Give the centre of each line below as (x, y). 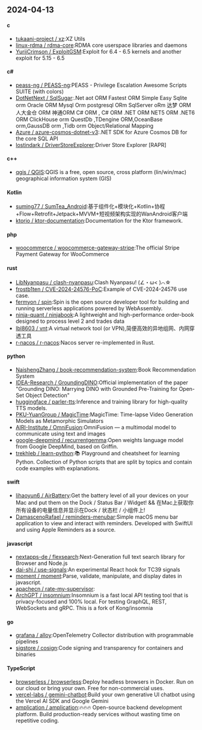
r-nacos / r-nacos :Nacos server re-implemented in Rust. (85, 342)
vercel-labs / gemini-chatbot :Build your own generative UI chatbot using (105, 694)
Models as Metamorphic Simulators (60, 420)
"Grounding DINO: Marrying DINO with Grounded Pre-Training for (96, 388)
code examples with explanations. (58, 468)
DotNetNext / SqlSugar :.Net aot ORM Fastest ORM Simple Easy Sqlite (101, 98)
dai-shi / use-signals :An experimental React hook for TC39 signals (98, 570)
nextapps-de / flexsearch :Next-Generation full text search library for (100, 557)
